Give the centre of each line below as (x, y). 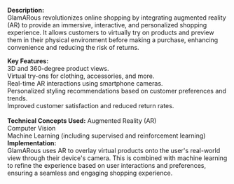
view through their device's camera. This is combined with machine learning (117, 158)
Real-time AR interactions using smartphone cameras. (85, 83)
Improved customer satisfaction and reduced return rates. (91, 106)
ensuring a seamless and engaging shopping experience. (90, 173)
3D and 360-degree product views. (58, 68)
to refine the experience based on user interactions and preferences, (107, 165)
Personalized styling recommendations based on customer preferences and (117, 91)
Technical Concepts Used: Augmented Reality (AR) (82, 121)
